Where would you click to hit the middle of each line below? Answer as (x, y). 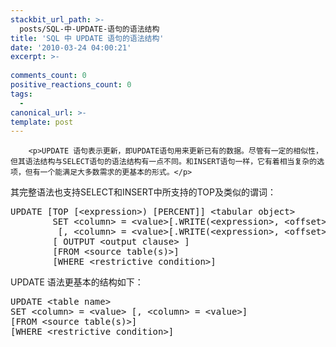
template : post (42, 122)
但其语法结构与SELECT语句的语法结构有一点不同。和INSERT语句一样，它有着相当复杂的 (164, 162)
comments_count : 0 (48, 76)
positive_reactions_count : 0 (71, 85)
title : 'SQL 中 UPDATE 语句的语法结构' (87, 38)
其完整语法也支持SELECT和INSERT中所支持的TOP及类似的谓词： (143, 192)
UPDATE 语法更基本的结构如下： (77, 282)
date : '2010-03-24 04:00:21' (71, 47)
